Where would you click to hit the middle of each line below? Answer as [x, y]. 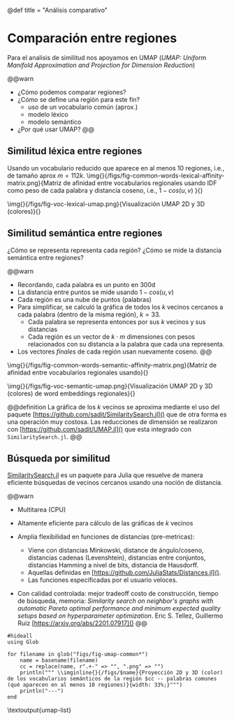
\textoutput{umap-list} [39, 710]
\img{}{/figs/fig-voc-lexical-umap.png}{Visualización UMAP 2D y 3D [106, 204]
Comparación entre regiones [92, 38]
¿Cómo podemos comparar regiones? [72, 92]
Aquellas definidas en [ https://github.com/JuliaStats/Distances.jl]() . [124, 573]
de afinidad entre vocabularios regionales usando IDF [140, 183]
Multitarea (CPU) [42, 510]
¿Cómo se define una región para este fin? [79, 99]
